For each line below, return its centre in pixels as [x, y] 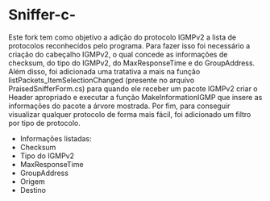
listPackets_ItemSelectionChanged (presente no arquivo [102, 80]
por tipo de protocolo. [44, 123]
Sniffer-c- [42, 15]
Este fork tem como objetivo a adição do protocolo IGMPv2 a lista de [122, 37]
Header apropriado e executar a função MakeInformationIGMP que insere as [135, 97]
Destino [33, 190]
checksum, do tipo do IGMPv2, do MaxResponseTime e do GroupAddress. [132, 63]
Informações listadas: [56, 138]
